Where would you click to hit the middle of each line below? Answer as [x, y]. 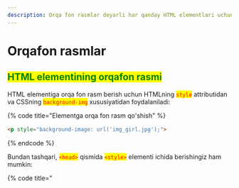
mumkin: [20, 164]
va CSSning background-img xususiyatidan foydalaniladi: [89, 101]
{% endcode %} [31, 143]
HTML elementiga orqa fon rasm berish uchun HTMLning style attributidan [117, 94]
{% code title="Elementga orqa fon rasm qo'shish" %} [86, 115]
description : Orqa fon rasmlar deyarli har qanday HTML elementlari [111, 15]
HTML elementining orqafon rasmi [85, 77]
